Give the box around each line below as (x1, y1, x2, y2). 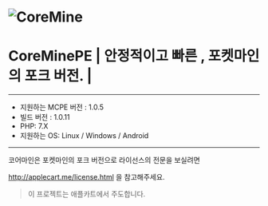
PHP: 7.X (19, 121, 49, 131)
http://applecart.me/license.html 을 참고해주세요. (8, 172, 165, 182)
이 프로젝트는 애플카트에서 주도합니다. (27, 189, 146, 199)
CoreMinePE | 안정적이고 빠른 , (8, 47, 205, 65)
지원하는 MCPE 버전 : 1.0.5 (19, 102, 104, 112)
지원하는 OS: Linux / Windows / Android (19, 131, 149, 141)
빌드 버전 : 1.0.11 (19, 113, 70, 122)
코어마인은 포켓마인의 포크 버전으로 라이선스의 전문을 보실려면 (8, 156, 201, 165)
